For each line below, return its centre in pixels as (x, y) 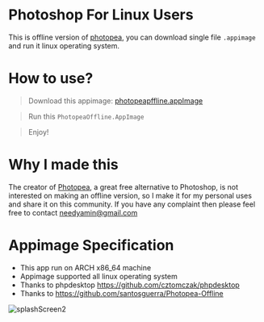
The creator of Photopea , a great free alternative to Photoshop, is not (124, 186)
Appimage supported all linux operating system (98, 276)
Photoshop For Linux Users (101, 15)
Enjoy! (38, 132)
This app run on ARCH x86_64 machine (86, 267)
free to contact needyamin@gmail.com (73, 212)
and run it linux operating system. (64, 45)
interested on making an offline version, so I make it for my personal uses (130, 195)
